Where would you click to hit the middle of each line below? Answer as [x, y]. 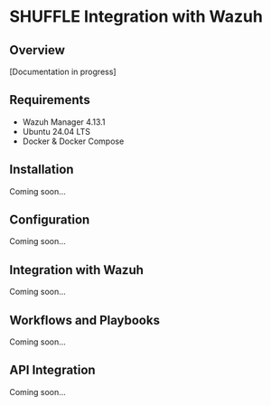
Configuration [50, 220]
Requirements [50, 100]
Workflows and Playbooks [85, 320]
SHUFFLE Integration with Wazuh [136, 17]
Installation [42, 170]
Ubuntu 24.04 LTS [56, 131]
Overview [37, 50]
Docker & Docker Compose [73, 141]
